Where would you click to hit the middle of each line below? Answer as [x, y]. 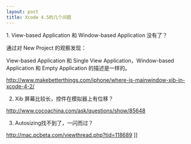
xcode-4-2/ [20, 86]
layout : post [22, 12]
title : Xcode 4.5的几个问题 [39, 17]
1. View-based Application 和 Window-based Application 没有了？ [87, 35]
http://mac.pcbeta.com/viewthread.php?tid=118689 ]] [72, 134]
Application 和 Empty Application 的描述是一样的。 [68, 68]
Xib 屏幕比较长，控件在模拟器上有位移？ [64, 99]
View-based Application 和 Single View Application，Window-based [90, 60]
